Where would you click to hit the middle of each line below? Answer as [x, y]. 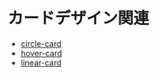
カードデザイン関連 [79, 18]
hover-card [41, 53]
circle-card [41, 43]
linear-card [41, 63]
